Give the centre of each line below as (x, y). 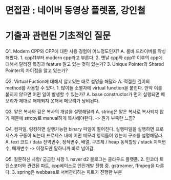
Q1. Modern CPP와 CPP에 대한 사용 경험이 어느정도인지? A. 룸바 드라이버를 (81, 51)
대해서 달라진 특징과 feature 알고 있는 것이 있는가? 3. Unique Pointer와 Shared (85, 64)
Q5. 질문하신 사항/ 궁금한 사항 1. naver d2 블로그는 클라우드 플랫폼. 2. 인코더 (82, 159)
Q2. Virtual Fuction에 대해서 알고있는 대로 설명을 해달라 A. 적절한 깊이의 (78, 82)
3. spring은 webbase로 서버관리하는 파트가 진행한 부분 (67, 172)
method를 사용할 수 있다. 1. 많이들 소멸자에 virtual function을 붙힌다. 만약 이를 (84, 88)
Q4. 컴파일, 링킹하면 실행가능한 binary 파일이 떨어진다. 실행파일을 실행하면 (80, 129)
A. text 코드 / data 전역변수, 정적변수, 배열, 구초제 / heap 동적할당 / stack (79, 142)
